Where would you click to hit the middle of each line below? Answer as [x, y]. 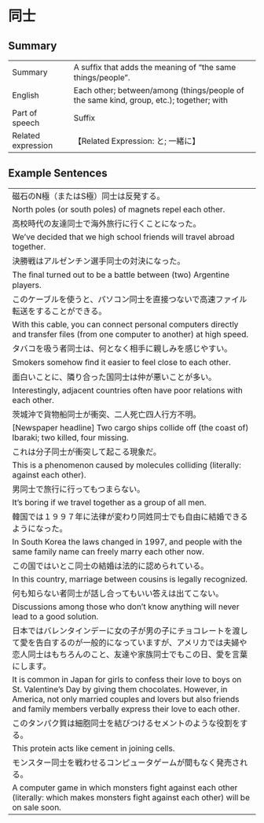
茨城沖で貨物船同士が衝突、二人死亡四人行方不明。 [107, 414]
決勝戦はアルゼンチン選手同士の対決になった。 [99, 260]
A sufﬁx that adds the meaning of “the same [155, 67]
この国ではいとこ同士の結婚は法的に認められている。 [110, 566]
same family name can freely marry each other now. [108, 552]
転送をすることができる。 [59, 311]
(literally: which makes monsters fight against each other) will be [131, 797]
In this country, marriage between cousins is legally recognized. [130, 579]
